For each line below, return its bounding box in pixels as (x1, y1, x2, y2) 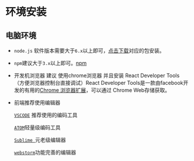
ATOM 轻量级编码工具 (13, 124, 61, 131)
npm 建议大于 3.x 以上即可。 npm (13, 60, 87, 66)
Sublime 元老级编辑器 (13, 136, 67, 143)
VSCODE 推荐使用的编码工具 (13, 112, 78, 118)
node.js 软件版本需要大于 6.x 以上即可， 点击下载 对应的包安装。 (13, 47, 165, 54)
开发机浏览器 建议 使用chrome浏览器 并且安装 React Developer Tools (13, 72, 180, 79)
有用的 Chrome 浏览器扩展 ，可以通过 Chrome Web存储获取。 (24, 87, 171, 94)
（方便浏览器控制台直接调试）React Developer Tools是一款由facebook (13, 80, 183, 86)
